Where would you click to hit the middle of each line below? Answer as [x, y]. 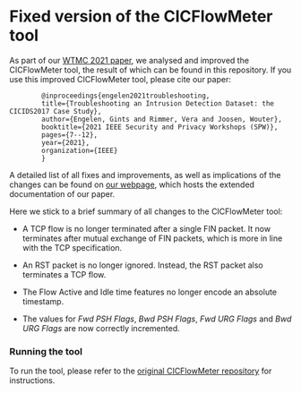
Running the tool [46, 351]
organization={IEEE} [80, 150]
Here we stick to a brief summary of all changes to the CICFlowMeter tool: [146, 211]
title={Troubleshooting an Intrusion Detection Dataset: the [158, 103]
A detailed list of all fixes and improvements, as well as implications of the [145, 175]
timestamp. [43, 301]
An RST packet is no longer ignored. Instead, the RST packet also [142, 265]
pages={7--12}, [70, 135]
